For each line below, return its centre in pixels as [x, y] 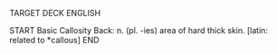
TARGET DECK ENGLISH [55, 13]
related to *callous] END [54, 40]
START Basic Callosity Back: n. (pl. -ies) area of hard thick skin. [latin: [139, 30]
